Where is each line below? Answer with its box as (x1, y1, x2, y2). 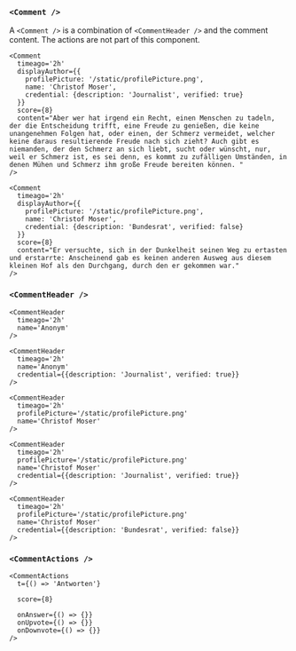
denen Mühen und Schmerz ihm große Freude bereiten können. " (9, 161, 244, 170)
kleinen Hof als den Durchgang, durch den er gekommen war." (9, 261, 240, 271)
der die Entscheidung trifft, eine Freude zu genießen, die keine (9, 122, 260, 131)
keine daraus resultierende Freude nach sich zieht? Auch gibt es (9, 137, 260, 147)
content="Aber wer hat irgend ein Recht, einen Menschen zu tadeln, (17, 114, 276, 123)
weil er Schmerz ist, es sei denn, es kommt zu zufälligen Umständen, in (9, 153, 288, 162)
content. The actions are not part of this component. (9, 35, 201, 45)
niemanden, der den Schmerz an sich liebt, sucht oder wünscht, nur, (9, 145, 272, 154)
